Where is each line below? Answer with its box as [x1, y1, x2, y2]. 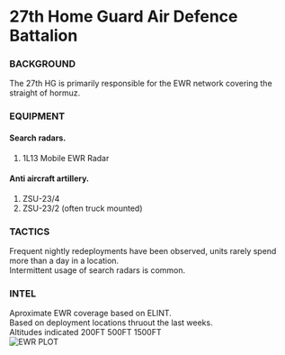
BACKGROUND [9, 58, 76, 70]
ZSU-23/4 [22, 193, 60, 204]
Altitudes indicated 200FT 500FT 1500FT [9, 327, 162, 338]
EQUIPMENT [9, 110, 66, 123]
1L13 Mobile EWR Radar [22, 152, 110, 163]
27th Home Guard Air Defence [9, 6, 238, 27]
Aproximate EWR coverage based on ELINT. [9, 308, 173, 319]
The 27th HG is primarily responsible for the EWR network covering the [9, 78, 272, 89]
